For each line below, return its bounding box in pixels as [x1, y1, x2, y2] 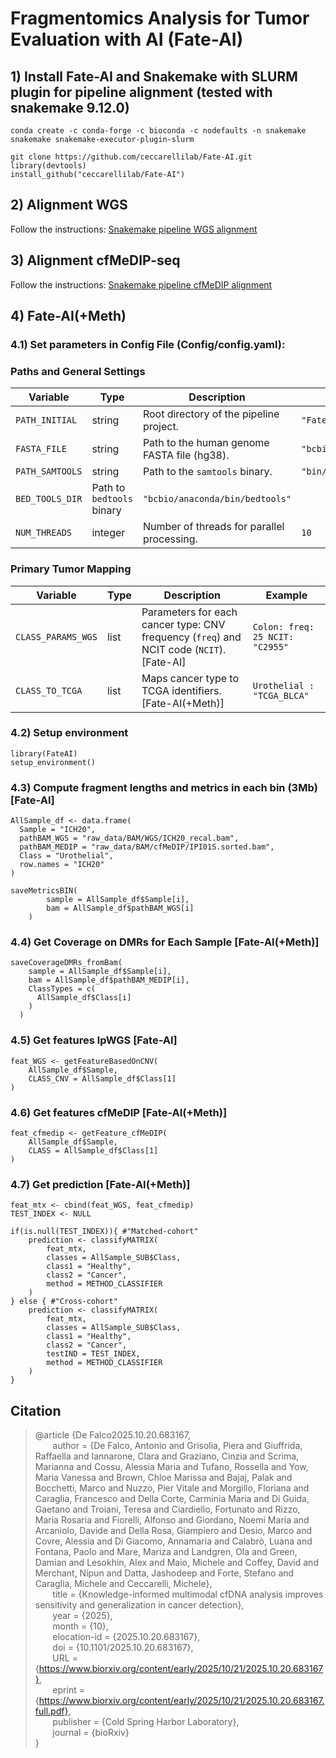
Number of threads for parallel [142, 520, 285, 534]
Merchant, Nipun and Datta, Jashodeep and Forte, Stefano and [34, 1567, 295, 1579]
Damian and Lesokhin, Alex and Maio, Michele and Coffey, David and [34, 1557, 319, 1569]
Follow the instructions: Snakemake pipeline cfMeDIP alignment [10, 278, 273, 291]
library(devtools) [10, 161, 87, 171]
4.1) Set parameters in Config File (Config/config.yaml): [10, 337, 286, 351]
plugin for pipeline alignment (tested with [10, 83, 273, 101]
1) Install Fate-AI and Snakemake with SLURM [10, 68, 298, 85]
